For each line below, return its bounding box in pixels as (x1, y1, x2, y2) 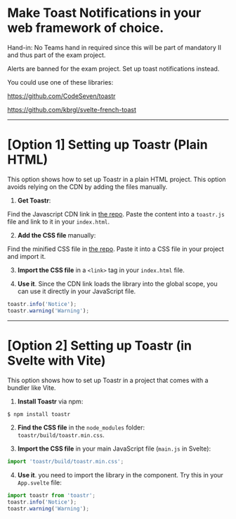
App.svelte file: (17, 478, 62, 487)
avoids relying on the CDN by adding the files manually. (7, 182, 168, 191)
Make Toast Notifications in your (7, 5, 202, 21)
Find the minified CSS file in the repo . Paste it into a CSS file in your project (7, 245, 225, 253)
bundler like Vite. (7, 383, 56, 392)
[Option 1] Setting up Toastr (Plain (7, 137, 209, 153)
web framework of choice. (7, 20, 164, 36)
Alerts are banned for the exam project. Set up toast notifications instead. (7, 64, 220, 73)
